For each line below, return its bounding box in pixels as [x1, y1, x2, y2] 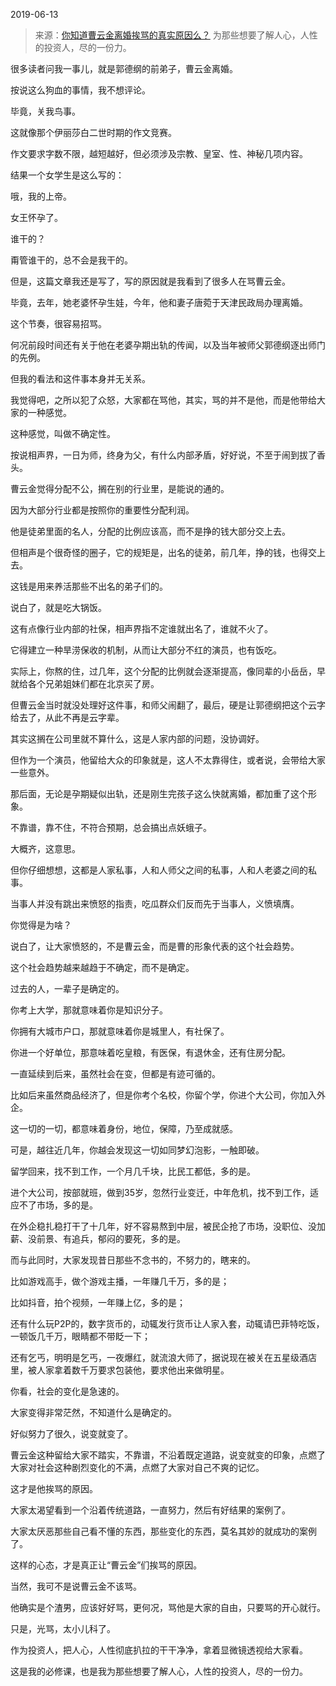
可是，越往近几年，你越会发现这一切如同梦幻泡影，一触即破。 [10, 1144, 265, 1156]
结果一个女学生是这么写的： [10, 169, 125, 181]
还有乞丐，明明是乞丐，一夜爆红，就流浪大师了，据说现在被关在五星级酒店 [10, 1352, 317, 1363]
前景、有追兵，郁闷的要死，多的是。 [36, 1233, 186, 1244]
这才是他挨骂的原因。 [10, 1483, 98, 1494]
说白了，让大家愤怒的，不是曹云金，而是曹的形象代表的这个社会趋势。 [10, 940, 300, 952]
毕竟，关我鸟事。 [10, 105, 81, 117]
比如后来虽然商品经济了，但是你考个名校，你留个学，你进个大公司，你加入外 [10, 1089, 326, 1101]
